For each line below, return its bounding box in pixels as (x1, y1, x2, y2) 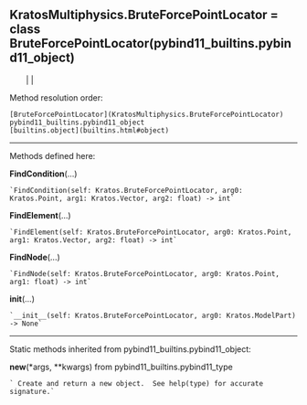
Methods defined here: (9, 150, 96, 161)
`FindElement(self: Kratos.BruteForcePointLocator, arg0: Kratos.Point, (9, 228, 292, 237)
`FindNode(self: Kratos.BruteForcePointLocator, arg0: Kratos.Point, (9, 269, 281, 278)
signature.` (9, 387, 55, 396)
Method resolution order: (9, 91, 103, 103)
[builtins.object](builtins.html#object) (9, 125, 170, 135)
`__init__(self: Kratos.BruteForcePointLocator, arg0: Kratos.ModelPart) (9, 311, 297, 320)
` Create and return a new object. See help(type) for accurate (9, 378, 263, 388)
